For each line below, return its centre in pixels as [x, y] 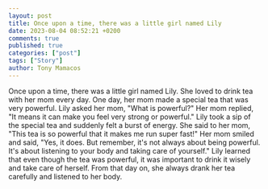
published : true [36, 46]
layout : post [30, 16]
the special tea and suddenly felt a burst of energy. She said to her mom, [130, 125]
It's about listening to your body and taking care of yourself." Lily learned [130, 150]
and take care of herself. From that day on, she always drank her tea [122, 168]
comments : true [34, 38]
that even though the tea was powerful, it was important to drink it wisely [130, 159]
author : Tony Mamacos [45, 68]
